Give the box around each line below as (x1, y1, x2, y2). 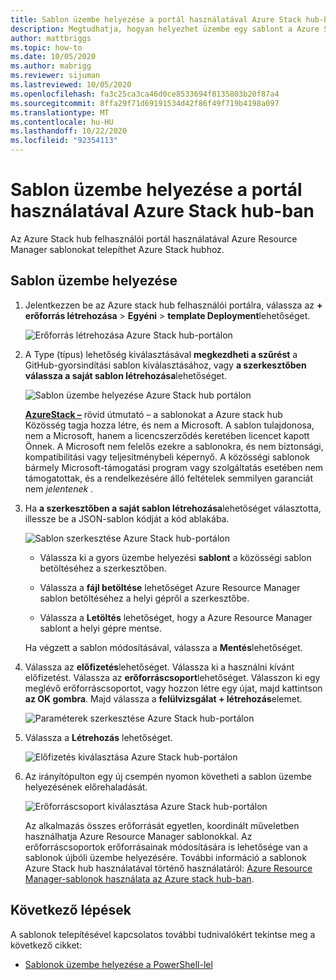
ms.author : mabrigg (10, 61, 92, 71)
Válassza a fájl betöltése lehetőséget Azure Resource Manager (39, 581, 301, 593)
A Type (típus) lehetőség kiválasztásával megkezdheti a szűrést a (24, 348, 298, 360)
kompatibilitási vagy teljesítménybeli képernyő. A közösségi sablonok (24, 451, 310, 463)
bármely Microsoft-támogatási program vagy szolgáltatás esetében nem (24, 461, 324, 473)
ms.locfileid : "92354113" (10, 136, 118, 146)
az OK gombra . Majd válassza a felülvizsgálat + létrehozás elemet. (24, 692, 303, 705)
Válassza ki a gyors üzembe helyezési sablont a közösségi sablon (39, 551, 312, 563)
